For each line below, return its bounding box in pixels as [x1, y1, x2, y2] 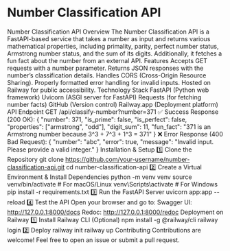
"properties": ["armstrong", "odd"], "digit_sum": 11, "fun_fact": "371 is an [7, 122, 211, 131]
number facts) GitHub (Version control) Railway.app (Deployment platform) [7, 100, 218, 108]
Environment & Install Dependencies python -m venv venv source [7, 173, 192, 181]
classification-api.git [7, 163, 65, 171]
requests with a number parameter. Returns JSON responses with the [7, 64, 204, 72]
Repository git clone [7, 155, 64, 163]
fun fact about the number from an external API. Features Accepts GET [7, 56, 208, 64]
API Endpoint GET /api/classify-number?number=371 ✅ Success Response [7, 108, 219, 116]
